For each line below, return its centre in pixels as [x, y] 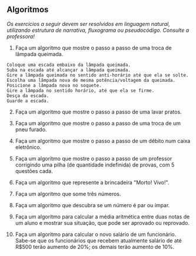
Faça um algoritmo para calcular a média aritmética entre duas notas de [102, 217]
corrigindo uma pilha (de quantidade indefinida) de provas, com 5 [95, 165]
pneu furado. [31, 129]
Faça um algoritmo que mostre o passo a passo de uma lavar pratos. [98, 112]
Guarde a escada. [28, 101]
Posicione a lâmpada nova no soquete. [54, 85]
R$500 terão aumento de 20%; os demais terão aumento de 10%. [95, 247]
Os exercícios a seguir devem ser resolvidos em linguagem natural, [88, 24]
